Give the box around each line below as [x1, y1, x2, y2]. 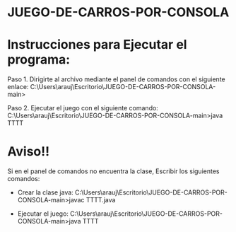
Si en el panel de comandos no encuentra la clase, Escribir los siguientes [7, 167, 220, 175]
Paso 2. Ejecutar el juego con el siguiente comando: [7, 104, 159, 112]
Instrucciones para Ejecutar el [7, 37, 187, 53]
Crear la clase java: [17, 188, 74, 197]
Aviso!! [7, 144, 50, 160]
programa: [7, 52, 71, 68]
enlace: [7, 83, 29, 91]
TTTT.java [85, 196, 116, 204]
